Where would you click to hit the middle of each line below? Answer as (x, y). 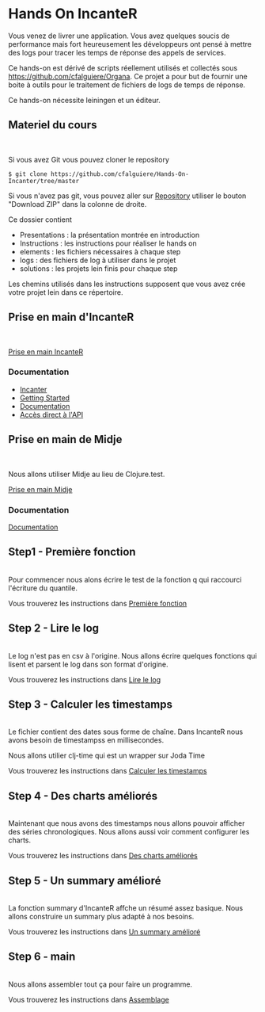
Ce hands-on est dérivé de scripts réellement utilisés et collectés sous (123, 67)
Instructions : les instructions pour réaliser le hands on (108, 243)
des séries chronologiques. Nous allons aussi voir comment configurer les (129, 832)
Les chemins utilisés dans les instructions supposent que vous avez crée (127, 284)
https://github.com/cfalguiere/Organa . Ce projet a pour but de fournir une (128, 76)
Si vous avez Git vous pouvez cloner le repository (89, 159)
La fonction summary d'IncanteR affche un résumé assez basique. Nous (126, 908)
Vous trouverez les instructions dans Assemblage (89, 999)
